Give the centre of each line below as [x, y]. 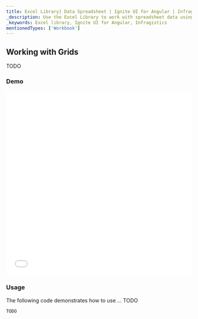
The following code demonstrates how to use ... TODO [72, 300]
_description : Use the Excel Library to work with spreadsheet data [92, 17]
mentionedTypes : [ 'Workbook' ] [43, 28]
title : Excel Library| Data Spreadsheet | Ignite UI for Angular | [91, 11]
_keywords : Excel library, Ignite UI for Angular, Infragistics [87, 22]
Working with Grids [42, 52]
